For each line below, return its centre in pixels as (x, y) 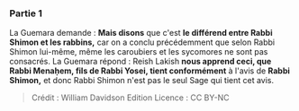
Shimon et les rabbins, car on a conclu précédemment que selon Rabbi (142, 42)
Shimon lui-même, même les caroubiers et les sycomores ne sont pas (139, 52)
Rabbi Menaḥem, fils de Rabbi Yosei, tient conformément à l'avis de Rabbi (150, 71)
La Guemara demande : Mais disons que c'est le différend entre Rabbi (141, 33)
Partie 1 (26, 13)
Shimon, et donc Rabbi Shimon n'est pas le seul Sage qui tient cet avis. (142, 81)
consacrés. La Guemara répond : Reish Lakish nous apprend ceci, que (140, 62)
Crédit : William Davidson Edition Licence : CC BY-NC (130, 98)
